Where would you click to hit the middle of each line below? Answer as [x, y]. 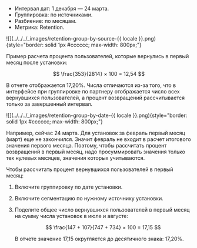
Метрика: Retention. [39, 27]
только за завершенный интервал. [49, 104]
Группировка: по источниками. [54, 15]
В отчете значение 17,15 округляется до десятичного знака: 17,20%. [99, 239]
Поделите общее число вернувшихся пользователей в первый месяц [102, 210]
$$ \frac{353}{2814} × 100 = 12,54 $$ [99, 74]
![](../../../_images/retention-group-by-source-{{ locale [72, 38]
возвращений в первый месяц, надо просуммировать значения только [96, 152]
